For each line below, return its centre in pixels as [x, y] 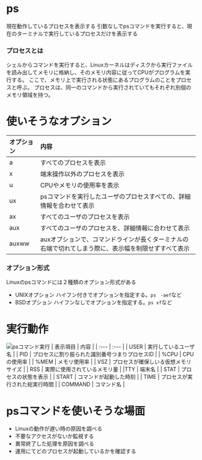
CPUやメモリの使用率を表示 [80, 185]
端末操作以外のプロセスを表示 [82, 174]
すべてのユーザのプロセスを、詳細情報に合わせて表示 [115, 228]
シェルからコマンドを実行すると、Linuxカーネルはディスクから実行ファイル [99, 65]
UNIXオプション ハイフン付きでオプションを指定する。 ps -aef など [98, 295]
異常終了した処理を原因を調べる [54, 444]
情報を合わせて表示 [67, 206]
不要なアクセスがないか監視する [54, 436]
